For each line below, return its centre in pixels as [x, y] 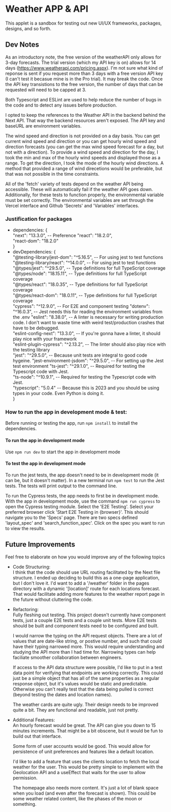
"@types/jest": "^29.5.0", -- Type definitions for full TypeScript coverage [89, 268]
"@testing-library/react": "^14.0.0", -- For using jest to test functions [84, 263]
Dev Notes [22, 45]
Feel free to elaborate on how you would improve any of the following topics [85, 557]
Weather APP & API [47, 9]
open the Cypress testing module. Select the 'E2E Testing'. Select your [80, 506]
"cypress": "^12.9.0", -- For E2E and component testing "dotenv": [81, 306]
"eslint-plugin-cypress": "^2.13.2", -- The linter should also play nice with [89, 344]
